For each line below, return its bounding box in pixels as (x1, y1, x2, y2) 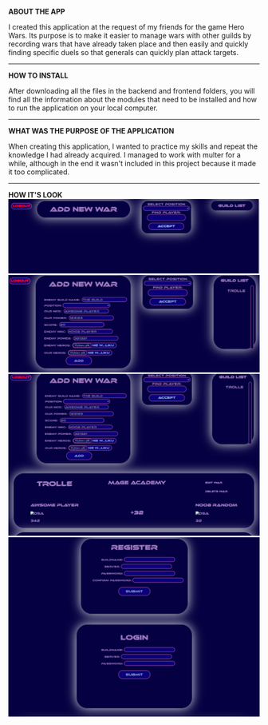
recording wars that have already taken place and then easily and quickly (8, 39, 249, 49)
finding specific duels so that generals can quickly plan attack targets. (8, 48, 239, 57)
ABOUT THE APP (8, 7, 65, 16)
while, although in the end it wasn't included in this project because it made (8, 159, 257, 168)
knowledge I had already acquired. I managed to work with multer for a (8, 150, 241, 159)
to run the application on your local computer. (8, 103, 158, 113)
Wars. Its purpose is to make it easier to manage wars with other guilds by (8, 31, 252, 40)
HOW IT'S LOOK (8, 190, 63, 199)
